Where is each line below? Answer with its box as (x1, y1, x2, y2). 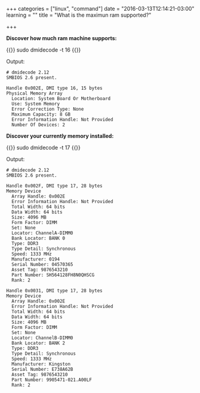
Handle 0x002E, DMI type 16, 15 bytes (6, 85, 103, 91)
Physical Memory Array (6, 90, 63, 96)
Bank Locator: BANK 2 (11, 340, 66, 346)
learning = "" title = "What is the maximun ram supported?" (6, 11, 152, 19)
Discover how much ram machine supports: (6, 35, 117, 41)
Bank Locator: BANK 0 (11, 235, 66, 241)
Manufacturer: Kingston (11, 361, 70, 367)
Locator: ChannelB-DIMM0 (11, 335, 73, 341)
